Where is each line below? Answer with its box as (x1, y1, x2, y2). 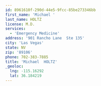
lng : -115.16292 (10, 69, 44, 74)
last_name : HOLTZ (5, 17, 42, 22)
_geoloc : (5, 64, 24, 69)
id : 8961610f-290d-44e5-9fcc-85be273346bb (5, 7, 96, 13)
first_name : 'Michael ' (5, 12, 56, 17)
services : (5, 26, 26, 31)
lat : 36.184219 (10, 73, 42, 78)
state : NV (5, 45, 26, 50)
